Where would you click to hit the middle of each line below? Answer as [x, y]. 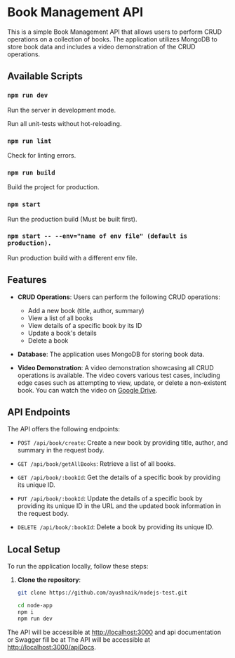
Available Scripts [45, 76]
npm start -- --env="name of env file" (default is [98, 236]
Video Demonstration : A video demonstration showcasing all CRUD [115, 367]
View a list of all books [60, 318]
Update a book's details [62, 333]
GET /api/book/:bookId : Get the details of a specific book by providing [119, 477]
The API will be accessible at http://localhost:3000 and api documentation [114, 632]
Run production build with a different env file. [73, 258]
